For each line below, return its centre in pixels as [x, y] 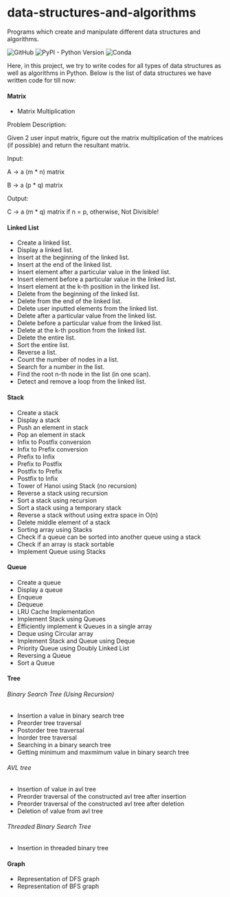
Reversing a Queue [44, 655]
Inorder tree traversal [47, 738]
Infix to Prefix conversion [52, 449]
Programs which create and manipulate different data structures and [104, 32]
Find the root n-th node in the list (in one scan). [84, 374]
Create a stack [38, 412]
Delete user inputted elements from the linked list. [88, 309]
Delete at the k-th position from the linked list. [81, 331]
